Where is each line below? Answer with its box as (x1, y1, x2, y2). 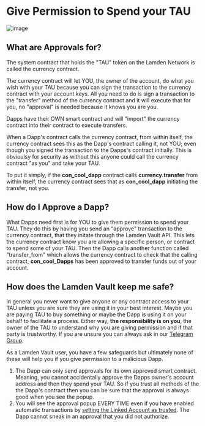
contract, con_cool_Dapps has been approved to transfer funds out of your (6, 257, 197, 265)
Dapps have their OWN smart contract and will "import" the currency (6, 115, 180, 122)
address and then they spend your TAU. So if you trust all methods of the (15, 380, 199, 387)
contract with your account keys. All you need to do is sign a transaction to (6, 90, 195, 97)
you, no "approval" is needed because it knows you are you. (6, 103, 158, 110)
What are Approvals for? (6, 42, 102, 53)
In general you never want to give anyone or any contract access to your (6, 298, 190, 305)
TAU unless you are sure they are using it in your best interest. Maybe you (6, 305, 193, 312)
